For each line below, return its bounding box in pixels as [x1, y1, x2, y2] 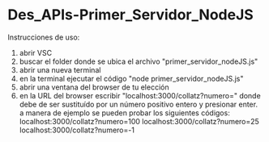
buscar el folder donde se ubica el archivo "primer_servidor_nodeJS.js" [19, 56, 258, 66]
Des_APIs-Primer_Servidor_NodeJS [7, 6, 254, 24]
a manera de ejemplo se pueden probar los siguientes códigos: [19, 107, 230, 118]
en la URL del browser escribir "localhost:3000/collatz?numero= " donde [19, 90, 261, 100]
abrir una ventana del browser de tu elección [19, 82, 169, 92]
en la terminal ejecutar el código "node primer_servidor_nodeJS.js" [19, 73, 244, 83]
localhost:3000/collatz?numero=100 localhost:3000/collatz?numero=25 [19, 116, 260, 126]
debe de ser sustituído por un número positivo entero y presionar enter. [19, 99, 258, 109]
